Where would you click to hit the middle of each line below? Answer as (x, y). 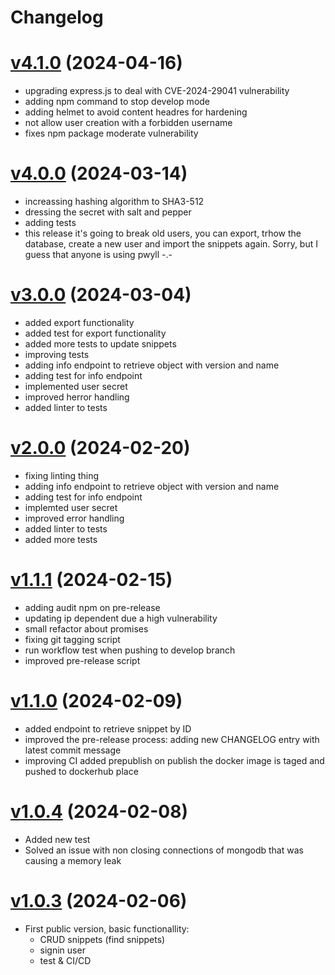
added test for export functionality (95, 333)
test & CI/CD (65, 960)
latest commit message (73, 750)
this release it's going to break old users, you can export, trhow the (163, 233)
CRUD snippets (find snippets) (102, 939)
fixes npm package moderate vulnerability (111, 133)
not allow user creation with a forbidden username (128, 123)
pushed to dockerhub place (81, 771)
